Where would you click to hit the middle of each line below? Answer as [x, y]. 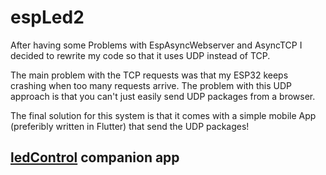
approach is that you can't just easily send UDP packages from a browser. [163, 96]
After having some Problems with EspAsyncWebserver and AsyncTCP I [156, 45]
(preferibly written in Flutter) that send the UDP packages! [130, 126]
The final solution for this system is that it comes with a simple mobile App [163, 115]
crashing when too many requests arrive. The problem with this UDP [151, 85]
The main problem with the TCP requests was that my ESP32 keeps [149, 75]
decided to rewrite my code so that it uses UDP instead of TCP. [140, 55]
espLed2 [47, 17]
